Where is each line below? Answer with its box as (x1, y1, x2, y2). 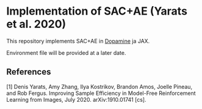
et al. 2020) (6, 17, 67, 31)
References (6, 67, 51, 77)
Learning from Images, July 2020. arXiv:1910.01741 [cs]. (6, 96, 146, 103)
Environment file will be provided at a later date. (6, 49, 126, 56)
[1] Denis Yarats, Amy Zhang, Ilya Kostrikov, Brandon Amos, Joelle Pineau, (6, 83, 193, 90)
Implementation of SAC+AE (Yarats (6, 4, 188, 18)
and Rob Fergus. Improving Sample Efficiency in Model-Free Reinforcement (6, 90, 197, 97)
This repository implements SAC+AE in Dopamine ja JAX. (6, 37, 150, 44)
